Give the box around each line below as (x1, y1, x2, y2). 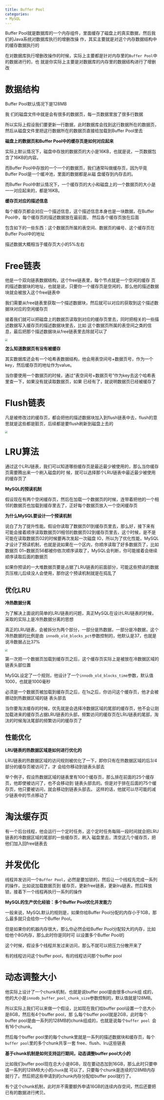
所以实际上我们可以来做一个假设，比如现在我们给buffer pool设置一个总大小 (5, 1005, 156, 1011)
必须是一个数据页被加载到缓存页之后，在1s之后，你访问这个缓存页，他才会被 (5, 689, 159, 695)
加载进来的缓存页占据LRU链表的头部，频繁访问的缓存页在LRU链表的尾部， (5, 711, 155, 717)
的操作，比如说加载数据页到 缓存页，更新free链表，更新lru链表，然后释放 (5, 882, 152, 889)
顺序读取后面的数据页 (5, 554, 48, 560)
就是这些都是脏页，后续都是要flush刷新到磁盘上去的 (9, 421, 114, 427)
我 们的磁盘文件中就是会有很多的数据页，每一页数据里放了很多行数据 (5, 111, 143, 117)
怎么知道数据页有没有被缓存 (5, 346, 61, 352)
